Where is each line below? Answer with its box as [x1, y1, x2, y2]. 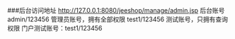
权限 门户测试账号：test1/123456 [7, 24, 103, 32]
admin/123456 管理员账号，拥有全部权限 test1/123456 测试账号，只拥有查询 [7, 15, 229, 23]
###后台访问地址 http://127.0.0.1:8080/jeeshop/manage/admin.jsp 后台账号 [7, 6, 225, 14]
